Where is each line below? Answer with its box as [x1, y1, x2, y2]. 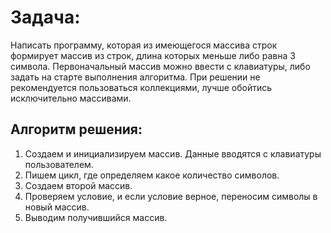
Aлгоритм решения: [10, 121, 143, 138]
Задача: [10, 6, 81, 29]
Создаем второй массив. [24, 179, 133, 191]
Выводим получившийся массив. [24, 211, 168, 223]
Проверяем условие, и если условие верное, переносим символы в [24, 190, 318, 202]
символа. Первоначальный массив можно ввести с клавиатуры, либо [10, 60, 311, 72]
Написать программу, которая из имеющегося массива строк [10, 39, 278, 51]
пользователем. [24, 158, 94, 170]
